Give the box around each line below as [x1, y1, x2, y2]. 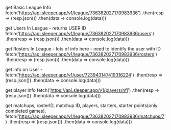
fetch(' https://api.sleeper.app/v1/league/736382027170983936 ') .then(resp [5, 10, 164, 16]
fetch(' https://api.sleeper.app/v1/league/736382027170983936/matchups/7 [5, 113, 165, 119]
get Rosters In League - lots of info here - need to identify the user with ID [5, 46, 161, 51]
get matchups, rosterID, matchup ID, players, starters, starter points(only [5, 102, 158, 109]
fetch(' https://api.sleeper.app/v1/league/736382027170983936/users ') [5, 31, 155, 36]
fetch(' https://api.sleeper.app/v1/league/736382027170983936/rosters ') [5, 51, 157, 57]
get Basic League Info [5, 5, 52, 10]
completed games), [5, 108, 46, 114]
